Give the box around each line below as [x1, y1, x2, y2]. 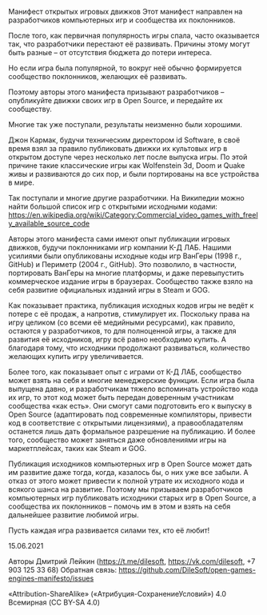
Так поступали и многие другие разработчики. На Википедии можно [8, 194, 245, 202]
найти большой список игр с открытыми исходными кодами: [8, 202, 218, 211]
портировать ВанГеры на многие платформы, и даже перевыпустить [8, 268, 245, 278]
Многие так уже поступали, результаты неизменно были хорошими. [8, 120, 242, 129]
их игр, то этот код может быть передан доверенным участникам [8, 393, 234, 402]
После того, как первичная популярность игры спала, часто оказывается [8, 31, 260, 40]
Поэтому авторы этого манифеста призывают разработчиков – [8, 87, 225, 97]
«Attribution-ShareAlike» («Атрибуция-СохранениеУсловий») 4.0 [8, 589, 226, 598]
